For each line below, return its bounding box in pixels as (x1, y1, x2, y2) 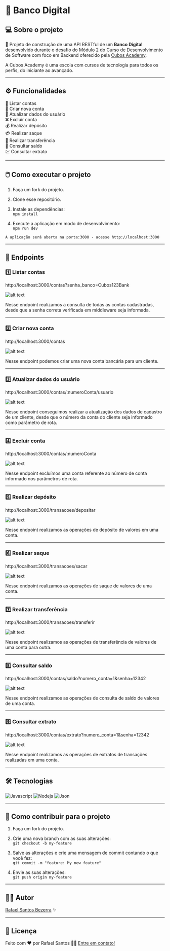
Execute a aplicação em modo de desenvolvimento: (12, 220, 120, 226)
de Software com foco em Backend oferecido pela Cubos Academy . (5, 52, 147, 58)
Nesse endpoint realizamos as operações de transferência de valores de (5, 639, 157, 645)
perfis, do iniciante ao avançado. (5, 67, 73, 73)
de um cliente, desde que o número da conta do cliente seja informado (5, 414, 153, 420)
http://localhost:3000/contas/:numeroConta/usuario (5, 389, 114, 395)
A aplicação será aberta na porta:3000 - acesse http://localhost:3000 (5, 234, 159, 240)
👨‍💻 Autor (5, 893, 34, 902)
